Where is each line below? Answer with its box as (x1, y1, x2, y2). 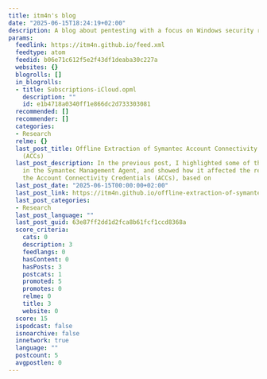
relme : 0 (22, 292, 52, 300)
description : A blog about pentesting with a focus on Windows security (8, 26, 254, 34)
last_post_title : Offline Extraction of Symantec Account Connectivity (15, 145, 258, 153)
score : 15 (15, 315, 48, 323)
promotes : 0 (22, 285, 62, 293)
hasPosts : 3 (22, 263, 62, 271)
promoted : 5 (22, 277, 62, 286)
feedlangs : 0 (22, 248, 66, 256)
